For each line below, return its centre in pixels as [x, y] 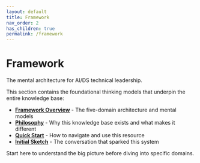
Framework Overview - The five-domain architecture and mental [95, 110]
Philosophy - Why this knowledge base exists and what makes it [95, 123]
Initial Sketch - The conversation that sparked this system [87, 142]
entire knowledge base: [35, 98]
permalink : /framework [35, 34]
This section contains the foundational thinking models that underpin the [96, 92]
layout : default [26, 12]
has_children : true [31, 28]
